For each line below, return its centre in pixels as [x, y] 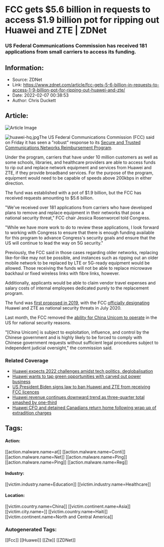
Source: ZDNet [27, 79]
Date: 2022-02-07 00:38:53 [40, 95]
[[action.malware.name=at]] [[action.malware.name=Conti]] [65, 452]
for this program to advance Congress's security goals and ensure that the [80, 237]
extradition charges [32, 413]
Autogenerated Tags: [31, 529]
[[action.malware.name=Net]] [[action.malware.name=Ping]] [66, 457]
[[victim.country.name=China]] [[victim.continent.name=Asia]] [68, 506]
